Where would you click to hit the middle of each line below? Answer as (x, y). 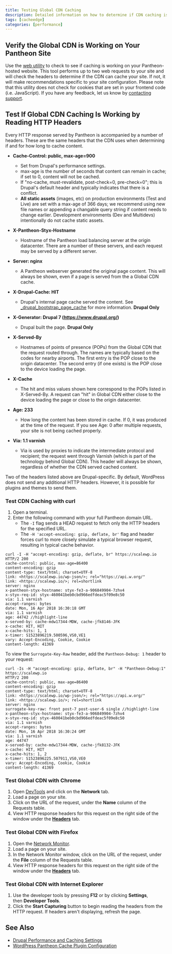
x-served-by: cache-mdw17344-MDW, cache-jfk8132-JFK (63, 745)
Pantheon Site (28, 53)
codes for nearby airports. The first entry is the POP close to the (88, 358)
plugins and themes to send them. (41, 488)
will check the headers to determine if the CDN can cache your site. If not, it (85, 77)
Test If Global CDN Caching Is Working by (73, 114)
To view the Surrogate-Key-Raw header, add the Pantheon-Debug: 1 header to (86, 654)
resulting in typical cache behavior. (57, 545)
